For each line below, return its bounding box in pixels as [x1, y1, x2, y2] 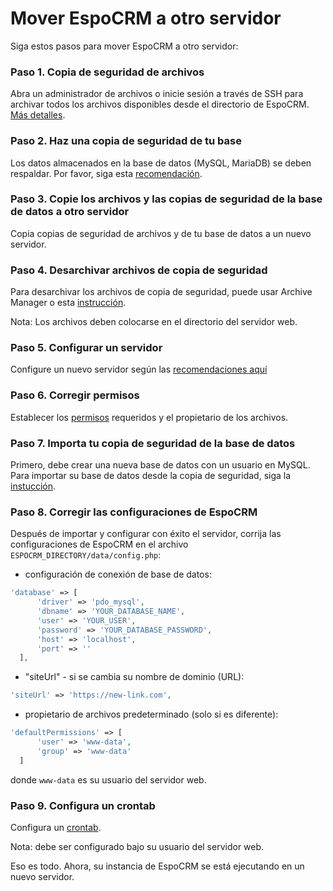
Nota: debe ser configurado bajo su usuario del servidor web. [10, 840, 265, 852]
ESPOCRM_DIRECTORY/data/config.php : [10, 549, 162, 561]
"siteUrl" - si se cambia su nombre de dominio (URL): [24, 671, 245, 683]
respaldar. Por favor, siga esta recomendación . [10, 167, 203, 179]
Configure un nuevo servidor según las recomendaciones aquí [10, 363, 268, 376]
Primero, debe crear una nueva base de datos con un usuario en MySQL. [10, 459, 311, 471]
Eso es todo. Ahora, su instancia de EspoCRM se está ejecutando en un [10, 860, 305, 872]
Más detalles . [10, 109, 66, 121]
